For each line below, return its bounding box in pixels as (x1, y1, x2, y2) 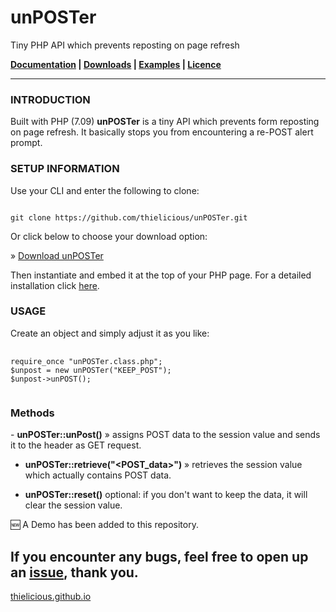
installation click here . (10, 279, 100, 291)
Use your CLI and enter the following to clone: (10, 184, 200, 196)
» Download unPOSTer (10, 249, 104, 261)
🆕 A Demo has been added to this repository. (10, 519, 199, 531)
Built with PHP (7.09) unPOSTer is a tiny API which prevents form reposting (10, 116, 320, 128)
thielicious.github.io (10, 590, 92, 602)
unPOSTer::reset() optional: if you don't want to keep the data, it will (24, 489, 308, 501)
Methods (10, 406, 55, 420)
